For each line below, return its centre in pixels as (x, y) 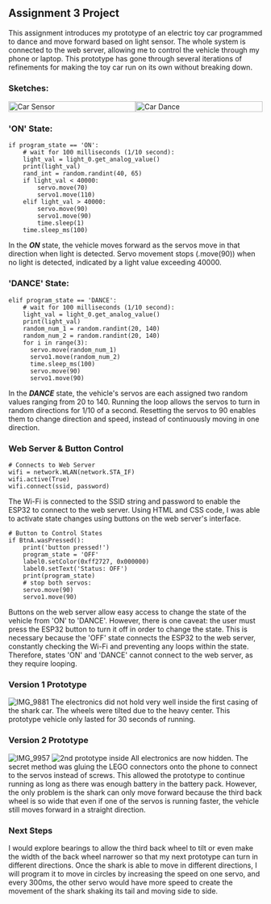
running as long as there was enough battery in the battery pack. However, (133, 784)
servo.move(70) (63, 188)
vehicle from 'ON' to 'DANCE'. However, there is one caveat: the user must (132, 621)
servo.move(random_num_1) (73, 350)
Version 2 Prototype (48, 741)
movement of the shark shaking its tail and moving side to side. (113, 891)
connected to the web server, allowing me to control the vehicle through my (134, 50)
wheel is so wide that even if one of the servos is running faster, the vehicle (134, 801)
